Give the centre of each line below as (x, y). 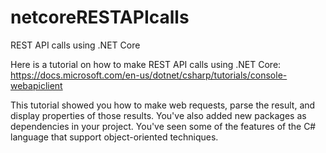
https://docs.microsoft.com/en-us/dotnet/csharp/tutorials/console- (149, 75)
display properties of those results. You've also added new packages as (158, 115)
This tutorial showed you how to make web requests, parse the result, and (163, 105)
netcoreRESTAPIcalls (100, 17)
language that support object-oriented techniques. (114, 137)
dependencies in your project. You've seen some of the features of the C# (163, 126)
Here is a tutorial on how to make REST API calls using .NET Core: (146, 64)
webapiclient (36, 85)
